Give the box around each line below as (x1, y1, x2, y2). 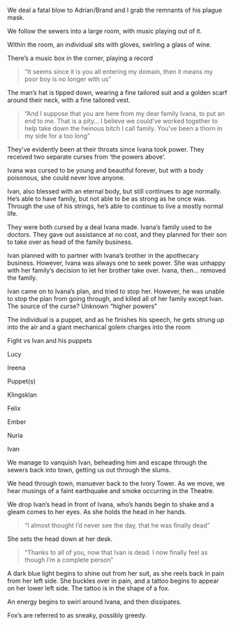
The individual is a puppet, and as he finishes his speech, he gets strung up (7, 316, 225, 323)
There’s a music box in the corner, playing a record (7, 54, 154, 62)
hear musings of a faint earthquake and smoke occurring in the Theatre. (7, 487, 214, 495)
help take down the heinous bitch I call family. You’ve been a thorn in (24, 124, 223, 132)
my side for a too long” (24, 132, 91, 140)
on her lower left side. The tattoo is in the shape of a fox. (7, 584, 170, 592)
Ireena (7, 363, 26, 372)
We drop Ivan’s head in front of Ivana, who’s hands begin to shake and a (7, 500, 214, 509)
